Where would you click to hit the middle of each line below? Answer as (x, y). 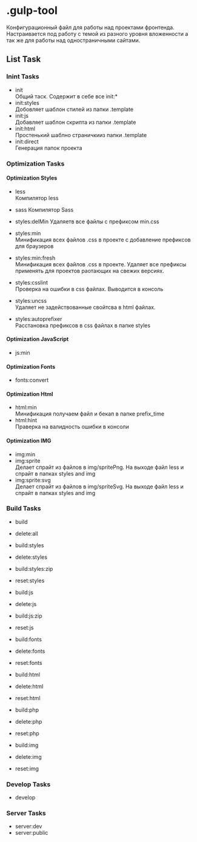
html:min (26, 408)
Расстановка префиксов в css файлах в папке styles (82, 325)
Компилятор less (37, 198)
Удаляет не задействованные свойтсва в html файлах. (85, 307)
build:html (28, 675)
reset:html (28, 698)
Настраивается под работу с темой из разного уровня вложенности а (97, 33)
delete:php (28, 721)
